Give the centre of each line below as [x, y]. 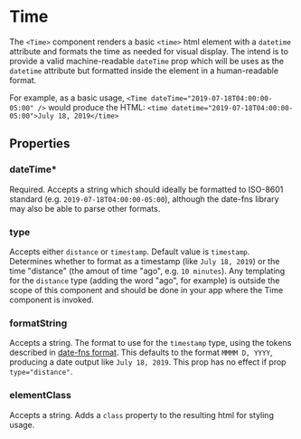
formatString [38, 323]
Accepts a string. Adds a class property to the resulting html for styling [141, 415]
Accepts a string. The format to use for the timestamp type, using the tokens [150, 343]
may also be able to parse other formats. [85, 208]
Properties [40, 143]
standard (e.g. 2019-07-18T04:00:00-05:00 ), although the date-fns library [144, 199]
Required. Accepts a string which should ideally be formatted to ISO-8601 [146, 189]
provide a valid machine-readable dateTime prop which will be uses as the [147, 61]
